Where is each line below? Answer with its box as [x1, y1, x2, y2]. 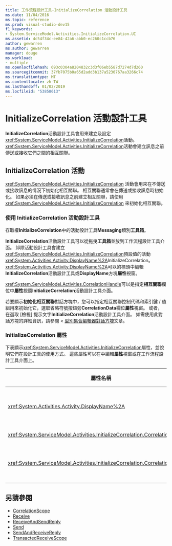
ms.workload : [5, 55, 33, 61]
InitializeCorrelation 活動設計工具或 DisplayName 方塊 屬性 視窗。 [5, 270, 140, 276]
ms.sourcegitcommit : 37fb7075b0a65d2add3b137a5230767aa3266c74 [5, 70, 143, 75]
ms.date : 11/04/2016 [5, 12, 50, 17]
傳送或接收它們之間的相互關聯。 [5, 150, 73, 156]
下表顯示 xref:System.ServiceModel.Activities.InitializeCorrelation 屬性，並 [5, 344, 160, 350]
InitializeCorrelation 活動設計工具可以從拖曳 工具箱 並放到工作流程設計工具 [5, 238, 160, 244]
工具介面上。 [9, 357, 37, 363]
